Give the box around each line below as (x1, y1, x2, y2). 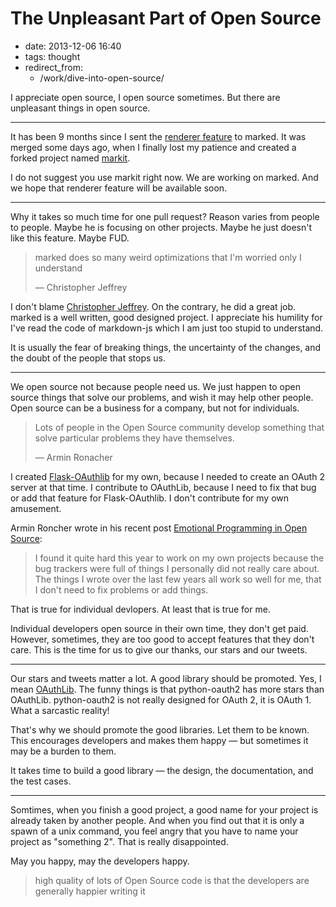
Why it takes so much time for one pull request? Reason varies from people (10, 210, 320, 222)
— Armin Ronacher (34, 451, 113, 463)
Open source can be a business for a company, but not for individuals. (10, 402, 300, 414)
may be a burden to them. (10, 745, 117, 757)
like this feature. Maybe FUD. (10, 232, 130, 244)
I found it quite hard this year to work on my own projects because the (34, 552, 325, 564)
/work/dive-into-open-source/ (39, 72, 165, 84)
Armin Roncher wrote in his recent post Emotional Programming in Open (10, 522, 308, 534)
